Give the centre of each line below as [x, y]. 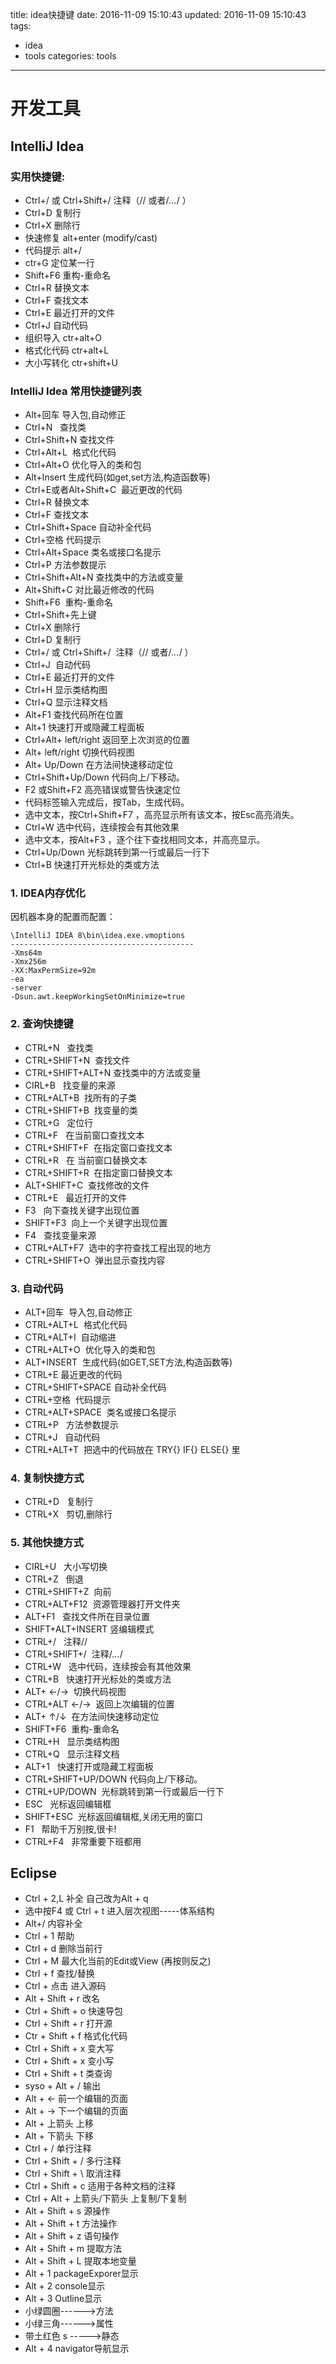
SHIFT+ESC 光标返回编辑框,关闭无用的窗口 [114, 1816]
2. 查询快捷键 [42, 1024]
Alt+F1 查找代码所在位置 [74, 715]
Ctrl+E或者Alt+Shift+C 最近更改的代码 [103, 490]
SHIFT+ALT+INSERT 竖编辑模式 [89, 1629]
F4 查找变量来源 [60, 1235]
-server [26, 988]
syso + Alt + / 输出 [62, 2086]
